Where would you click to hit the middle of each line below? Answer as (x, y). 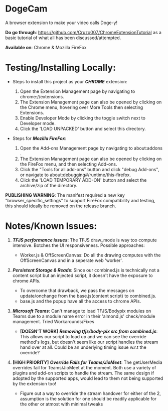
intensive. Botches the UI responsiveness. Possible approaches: (79, 245)
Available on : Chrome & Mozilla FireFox (46, 47)
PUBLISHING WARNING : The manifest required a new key (65, 195)
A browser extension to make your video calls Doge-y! (61, 23)
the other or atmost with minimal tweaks (61, 404)
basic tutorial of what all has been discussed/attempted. (63, 38)
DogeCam (26, 9)
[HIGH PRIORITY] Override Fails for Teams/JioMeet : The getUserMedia (87, 362)
